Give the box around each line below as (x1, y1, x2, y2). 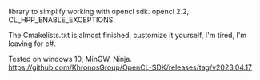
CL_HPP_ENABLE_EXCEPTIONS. (8, 15, 116, 25)
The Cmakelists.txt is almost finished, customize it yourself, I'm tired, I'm (8, 31, 247, 40)
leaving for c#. (8, 39, 56, 48)
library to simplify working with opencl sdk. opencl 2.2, (8, 7, 190, 16)
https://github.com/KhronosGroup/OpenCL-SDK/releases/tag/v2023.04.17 (8, 63, 253, 72)
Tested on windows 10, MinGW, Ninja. (8, 55, 132, 63)
